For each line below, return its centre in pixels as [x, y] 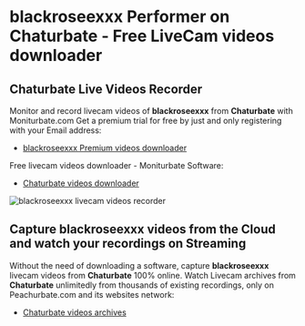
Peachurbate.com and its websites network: [92, 294]
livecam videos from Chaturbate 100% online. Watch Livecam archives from [152, 275]
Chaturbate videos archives [75, 312]
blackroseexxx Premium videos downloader [105, 148]
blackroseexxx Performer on [120, 17]
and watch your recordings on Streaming [128, 244]
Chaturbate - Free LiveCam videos [142, 36]
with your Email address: [56, 130]
